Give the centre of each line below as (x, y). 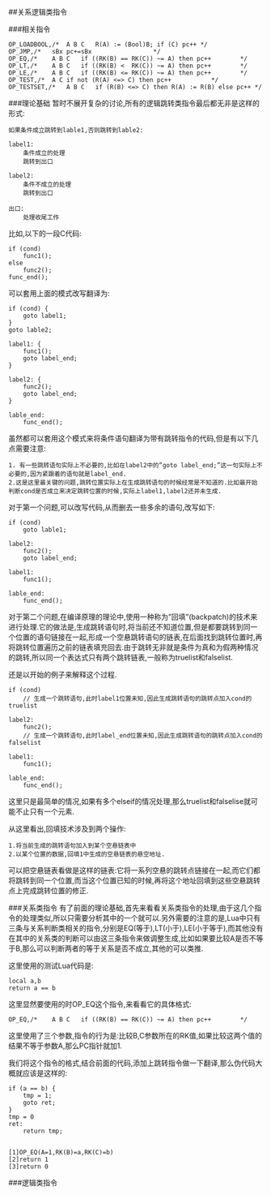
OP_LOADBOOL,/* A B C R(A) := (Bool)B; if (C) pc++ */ (108, 45)
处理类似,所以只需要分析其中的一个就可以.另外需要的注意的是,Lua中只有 (142, 918)
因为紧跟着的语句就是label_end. (78, 474)
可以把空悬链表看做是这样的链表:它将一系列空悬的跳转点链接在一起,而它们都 (135, 870)
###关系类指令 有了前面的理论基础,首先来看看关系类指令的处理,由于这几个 (131, 908)
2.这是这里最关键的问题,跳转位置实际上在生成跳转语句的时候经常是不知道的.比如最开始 (133, 483)
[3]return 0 (28, 1167)
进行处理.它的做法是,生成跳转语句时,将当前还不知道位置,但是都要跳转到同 (129, 627)
